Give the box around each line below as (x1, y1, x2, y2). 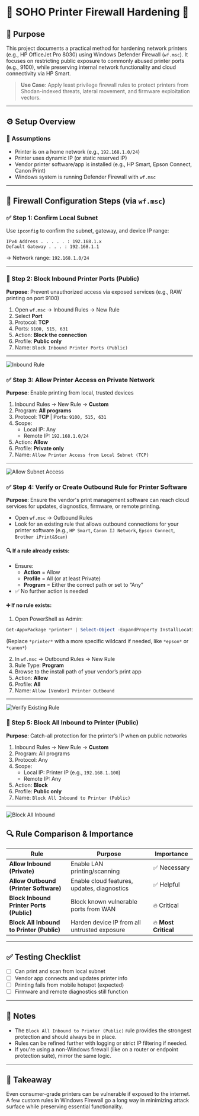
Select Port (14, 312, 43, 319)
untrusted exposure (70, 926, 126, 934)
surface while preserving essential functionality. (6, 1103, 123, 1110)
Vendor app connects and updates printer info (14, 974, 128, 981)
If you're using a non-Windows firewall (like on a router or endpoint (14, 1045, 179, 1053)
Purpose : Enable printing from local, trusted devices (6, 389, 134, 396)
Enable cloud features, (70, 876, 133, 885)
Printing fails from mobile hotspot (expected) (14, 981, 124, 988)
